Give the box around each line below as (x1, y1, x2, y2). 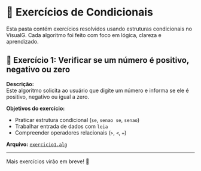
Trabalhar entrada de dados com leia (14, 123, 108, 130)
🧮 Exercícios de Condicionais (6, 5, 154, 19)
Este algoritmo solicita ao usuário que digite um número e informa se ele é (6, 87, 190, 94)
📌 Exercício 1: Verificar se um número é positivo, (6, 55, 190, 65)
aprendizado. (6, 38, 39, 45)
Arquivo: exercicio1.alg (6, 141, 68, 148)
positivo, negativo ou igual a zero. (6, 93, 90, 100)
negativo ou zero (6, 65, 71, 75)
